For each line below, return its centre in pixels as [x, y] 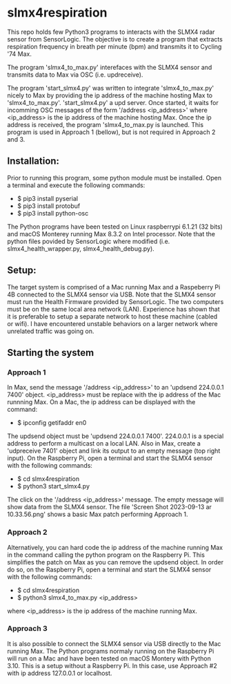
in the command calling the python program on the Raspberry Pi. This [106, 555]
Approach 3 [28, 629]
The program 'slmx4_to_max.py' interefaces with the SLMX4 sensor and [110, 67]
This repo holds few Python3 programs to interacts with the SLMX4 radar [111, 32]
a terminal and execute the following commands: [76, 185]
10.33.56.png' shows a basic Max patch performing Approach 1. [98, 514]
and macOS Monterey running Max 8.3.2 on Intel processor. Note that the [111, 234]
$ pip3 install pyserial [47, 198]
